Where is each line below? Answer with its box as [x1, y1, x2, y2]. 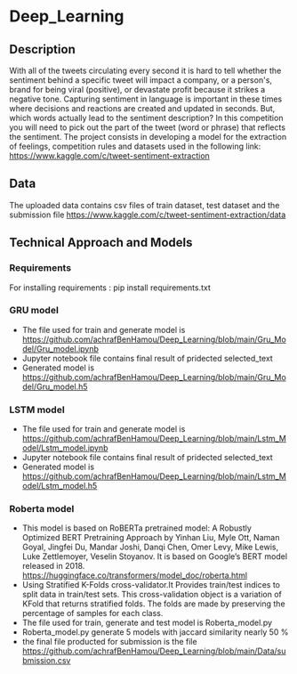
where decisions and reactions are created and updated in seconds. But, [9, 103, 276, 113]
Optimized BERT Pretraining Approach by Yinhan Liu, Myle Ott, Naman [21, 532, 280, 543]
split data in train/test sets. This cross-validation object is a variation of [21, 589, 282, 600]
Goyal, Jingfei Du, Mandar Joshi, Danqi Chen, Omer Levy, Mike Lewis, [21, 541, 278, 553]
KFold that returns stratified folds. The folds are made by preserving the [21, 598, 286, 609]
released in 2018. [21, 561, 85, 572]
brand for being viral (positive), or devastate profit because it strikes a [9, 85, 266, 94]
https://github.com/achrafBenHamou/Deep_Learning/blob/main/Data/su [21, 646, 286, 656]
